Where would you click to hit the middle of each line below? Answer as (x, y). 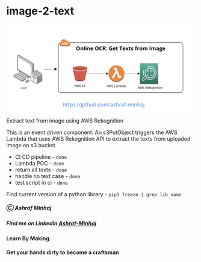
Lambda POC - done (39, 163)
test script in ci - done (41, 182)
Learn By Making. (29, 238)
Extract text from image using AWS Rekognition (65, 120)
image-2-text (40, 11)
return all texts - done (41, 170)
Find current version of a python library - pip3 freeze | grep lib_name (94, 194)
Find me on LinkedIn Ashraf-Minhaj (51, 223)
